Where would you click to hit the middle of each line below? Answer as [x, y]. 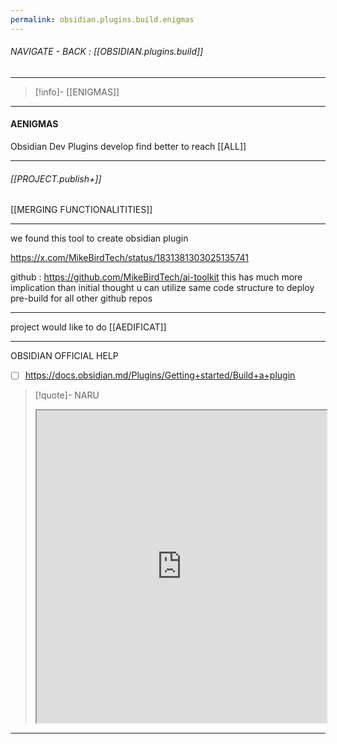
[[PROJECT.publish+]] [56, 178]
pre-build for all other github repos [81, 298]
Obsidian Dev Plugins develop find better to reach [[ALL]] [128, 147]
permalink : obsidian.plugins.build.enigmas [102, 19]
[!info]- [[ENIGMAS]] [77, 92]
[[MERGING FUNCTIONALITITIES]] [81, 210]
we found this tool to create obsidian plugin [99, 238]
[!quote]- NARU [67, 395]
